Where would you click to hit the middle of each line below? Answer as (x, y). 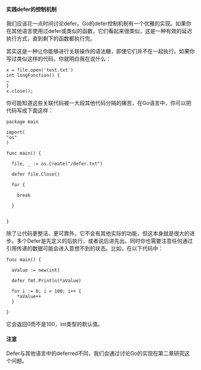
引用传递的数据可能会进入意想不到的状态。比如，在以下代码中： (85, 248)
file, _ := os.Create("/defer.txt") (57, 164)
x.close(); (20, 91)
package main (22, 122)
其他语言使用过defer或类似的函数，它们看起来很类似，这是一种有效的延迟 (102, 31)
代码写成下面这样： (30, 110)
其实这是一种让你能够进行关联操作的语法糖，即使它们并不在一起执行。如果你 (100, 52)
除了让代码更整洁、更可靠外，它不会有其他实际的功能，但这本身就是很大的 (98, 233)
